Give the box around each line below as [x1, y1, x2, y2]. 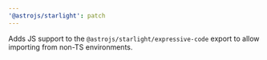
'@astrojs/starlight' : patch [8, 11, 106, 20]
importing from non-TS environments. [8, 42, 133, 52]
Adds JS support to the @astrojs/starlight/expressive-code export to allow [8, 34, 260, 43]
